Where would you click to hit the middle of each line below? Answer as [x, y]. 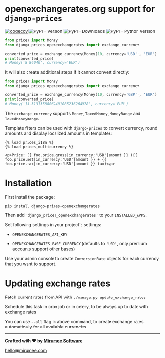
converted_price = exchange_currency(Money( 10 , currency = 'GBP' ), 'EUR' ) [81, 95]
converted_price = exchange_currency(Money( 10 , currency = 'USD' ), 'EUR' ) [81, 54]
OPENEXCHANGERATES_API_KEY [40, 235]
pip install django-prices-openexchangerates [52, 206]
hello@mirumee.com [26, 350]
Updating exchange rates [58, 283]
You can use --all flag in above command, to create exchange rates [74, 321]
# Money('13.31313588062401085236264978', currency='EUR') [67, 104]
